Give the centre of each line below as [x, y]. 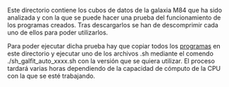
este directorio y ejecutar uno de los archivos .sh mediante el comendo [110, 53]
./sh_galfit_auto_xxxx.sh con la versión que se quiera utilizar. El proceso [111, 61]
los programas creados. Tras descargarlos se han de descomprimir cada [113, 25]
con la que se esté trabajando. [51, 76]
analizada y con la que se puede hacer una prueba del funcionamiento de [114, 18]
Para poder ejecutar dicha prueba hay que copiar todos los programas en [114, 46]
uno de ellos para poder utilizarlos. [58, 32]
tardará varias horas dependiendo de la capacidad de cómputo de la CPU [114, 68]
